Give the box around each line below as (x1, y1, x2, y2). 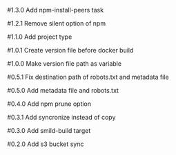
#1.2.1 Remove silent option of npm (7, 19, 106, 27)
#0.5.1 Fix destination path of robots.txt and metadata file (7, 73, 169, 81)
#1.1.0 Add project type (7, 33, 72, 41)
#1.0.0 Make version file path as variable (7, 60, 122, 68)
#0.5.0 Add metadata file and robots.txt (7, 86, 119, 94)
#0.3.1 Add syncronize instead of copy (7, 113, 116, 121)
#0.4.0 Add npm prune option (7, 100, 92, 108)
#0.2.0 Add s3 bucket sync (7, 140, 84, 148)
